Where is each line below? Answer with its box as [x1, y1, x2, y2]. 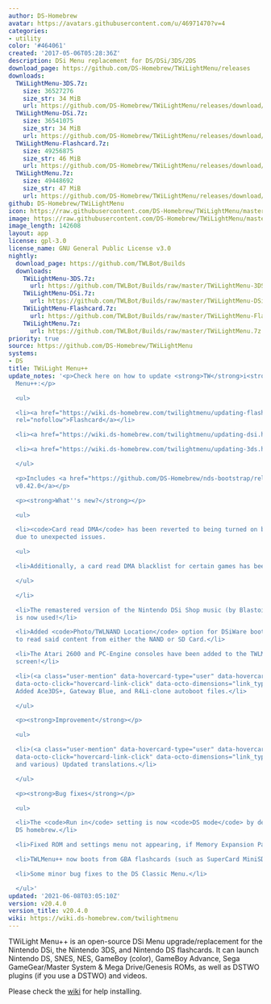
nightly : [8, 252, 38, 260]
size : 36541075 [23, 117, 74, 125]
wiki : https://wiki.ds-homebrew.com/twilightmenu [8, 914, 179, 922]
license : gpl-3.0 [8, 237, 67, 245]
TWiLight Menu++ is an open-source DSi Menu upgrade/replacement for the [8, 937, 263, 946]
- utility [8, 34, 42, 43]
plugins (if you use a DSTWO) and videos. [8, 971, 148, 981]
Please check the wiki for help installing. [8, 986, 143, 996]
